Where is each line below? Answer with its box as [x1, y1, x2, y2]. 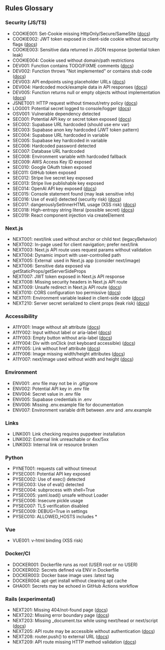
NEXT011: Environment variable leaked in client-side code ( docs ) [12, 295, 145, 301]
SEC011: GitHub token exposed [12, 169, 76, 175]
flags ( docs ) [12, 41, 37, 47]
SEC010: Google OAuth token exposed [12, 164, 92, 170]
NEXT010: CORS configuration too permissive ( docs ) [12, 289, 121, 296]
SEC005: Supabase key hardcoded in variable [12, 137, 107, 143]
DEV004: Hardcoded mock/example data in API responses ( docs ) [12, 84, 147, 90]
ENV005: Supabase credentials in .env [12, 396, 92, 402]
